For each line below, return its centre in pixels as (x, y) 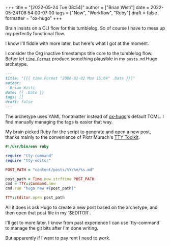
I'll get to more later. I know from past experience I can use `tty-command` (83, 223)
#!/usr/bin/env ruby (27, 146)
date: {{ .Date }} (25, 92)
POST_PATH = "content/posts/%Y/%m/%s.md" (50, 170)
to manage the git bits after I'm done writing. (52, 228)
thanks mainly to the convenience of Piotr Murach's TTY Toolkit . (73, 137)
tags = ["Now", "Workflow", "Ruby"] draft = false (106, 13)
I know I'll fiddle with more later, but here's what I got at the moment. (77, 43)
